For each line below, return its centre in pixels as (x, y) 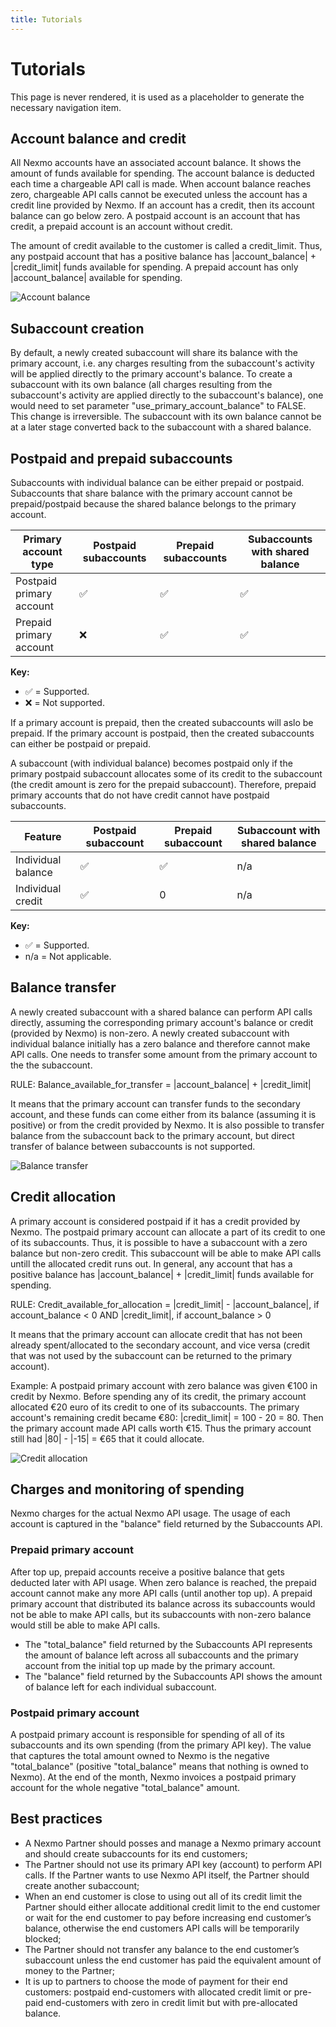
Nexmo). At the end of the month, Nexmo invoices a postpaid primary (153, 1777)
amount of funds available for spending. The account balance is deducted (162, 173)
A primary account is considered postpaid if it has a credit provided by (155, 1221)
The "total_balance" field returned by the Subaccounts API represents (168, 1644)
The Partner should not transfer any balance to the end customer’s (162, 1949)
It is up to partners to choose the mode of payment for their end (156, 1981)
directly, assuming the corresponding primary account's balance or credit (162, 1022)
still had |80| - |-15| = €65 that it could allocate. (107, 1438)
